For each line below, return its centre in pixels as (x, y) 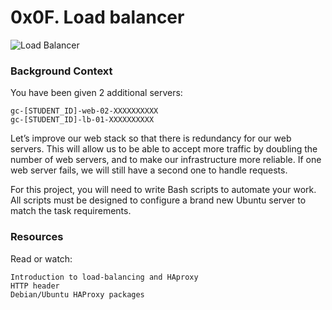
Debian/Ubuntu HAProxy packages (77, 294)
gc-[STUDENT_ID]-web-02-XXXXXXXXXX (84, 111)
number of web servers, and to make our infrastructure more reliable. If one (166, 160)
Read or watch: (41, 258)
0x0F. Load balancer (97, 17)
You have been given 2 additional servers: (96, 93)
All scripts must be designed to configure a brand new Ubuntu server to (158, 200)
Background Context (61, 71)
